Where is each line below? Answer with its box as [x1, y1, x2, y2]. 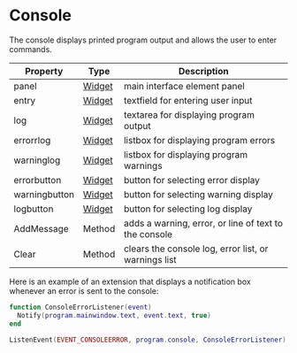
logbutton [13, 203, 54, 215]
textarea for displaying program [123, 108, 255, 120]
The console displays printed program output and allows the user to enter [9, 35, 278, 45]
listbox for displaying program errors [123, 134, 276, 146]
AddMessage [13, 222, 69, 234]
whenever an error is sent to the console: [9, 285, 159, 296]
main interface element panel [123, 80, 245, 92]
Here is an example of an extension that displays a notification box [9, 276, 252, 287]
